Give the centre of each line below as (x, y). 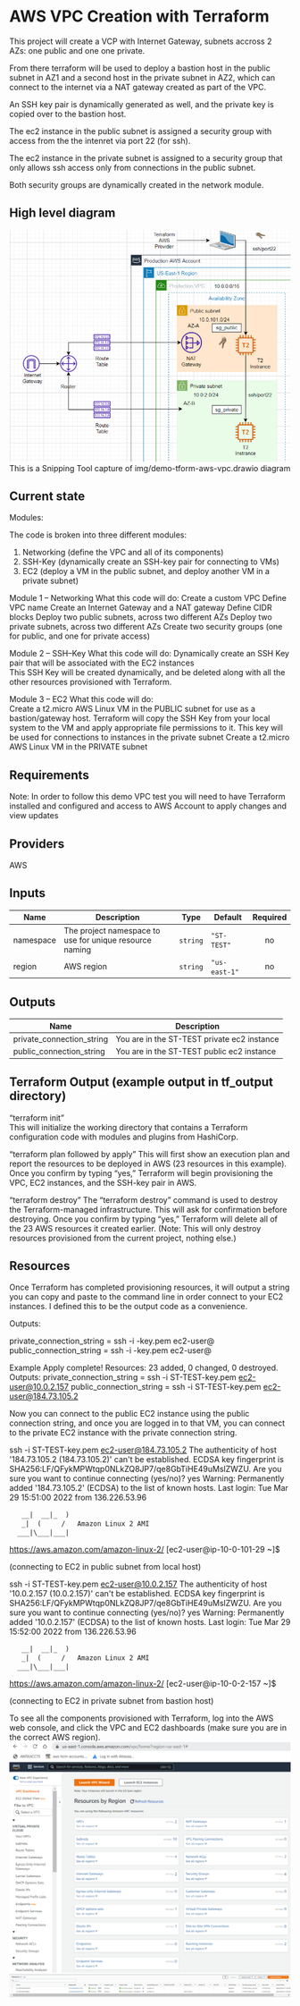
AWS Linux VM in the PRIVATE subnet (79, 747)
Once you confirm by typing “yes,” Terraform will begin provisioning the (142, 1172)
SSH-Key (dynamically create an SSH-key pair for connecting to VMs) (150, 562)
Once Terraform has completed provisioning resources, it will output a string (150, 1287)
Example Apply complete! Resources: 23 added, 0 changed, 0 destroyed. (144, 1368)
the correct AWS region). (55, 1738)
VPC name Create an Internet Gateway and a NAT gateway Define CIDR (141, 608)
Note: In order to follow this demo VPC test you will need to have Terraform (147, 797)
